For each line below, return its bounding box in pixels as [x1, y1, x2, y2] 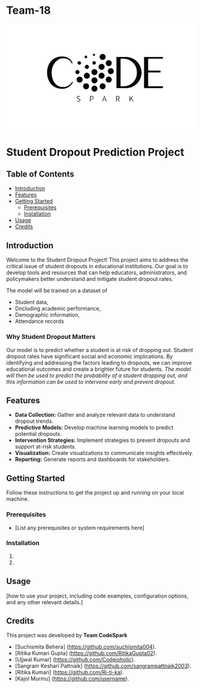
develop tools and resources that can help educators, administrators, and [6, 269, 187, 276]
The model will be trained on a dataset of [6, 287, 108, 294]
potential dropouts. [14, 431, 62, 438]
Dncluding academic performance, [14, 305, 101, 312]
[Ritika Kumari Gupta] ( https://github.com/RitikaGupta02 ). [14, 650, 157, 657]
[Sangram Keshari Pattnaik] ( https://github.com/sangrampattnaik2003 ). [14, 662, 192, 669]
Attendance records [14, 318, 65, 325]
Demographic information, [14, 311, 80, 319]
